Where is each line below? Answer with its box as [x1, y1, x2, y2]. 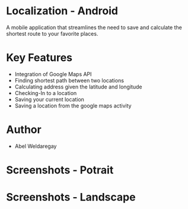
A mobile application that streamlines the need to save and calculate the [6, 24, 182, 31]
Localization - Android [6, 4, 119, 18]
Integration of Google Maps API [14, 70, 92, 78]
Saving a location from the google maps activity [14, 102, 132, 109]
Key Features [6, 51, 73, 65]
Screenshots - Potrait [6, 163, 114, 176]
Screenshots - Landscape [6, 191, 136, 204]
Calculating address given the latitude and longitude [14, 83, 142, 90]
